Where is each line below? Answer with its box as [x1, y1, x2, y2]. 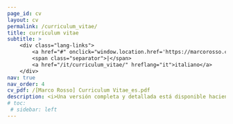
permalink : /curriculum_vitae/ [7, 23, 98, 30]
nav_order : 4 [7, 81, 45, 87]
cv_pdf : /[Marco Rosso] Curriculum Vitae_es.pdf [7, 87, 150, 94]
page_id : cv [7, 10, 42, 17]
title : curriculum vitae [7, 29, 79, 37]
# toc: [7, 100, 26, 107]
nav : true [7, 74, 36, 81]
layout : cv [7, 17, 39, 23]
